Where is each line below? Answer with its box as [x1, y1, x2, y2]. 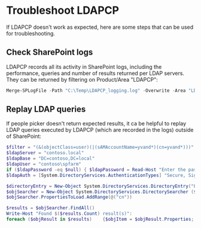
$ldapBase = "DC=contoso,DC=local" [6, 155, 95, 162]
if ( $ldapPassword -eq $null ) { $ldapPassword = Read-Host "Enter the [6, 166, 186, 173]
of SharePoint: [6, 133, 42, 140]
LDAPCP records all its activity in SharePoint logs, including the [6, 63, 162, 70]
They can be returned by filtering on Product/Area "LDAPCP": [6, 76, 159, 83]
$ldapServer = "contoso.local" [6, 150, 84, 156]
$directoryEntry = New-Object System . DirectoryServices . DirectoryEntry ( [6, 183, 191, 189]
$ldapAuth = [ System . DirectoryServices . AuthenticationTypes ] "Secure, [6, 172, 186, 178]
